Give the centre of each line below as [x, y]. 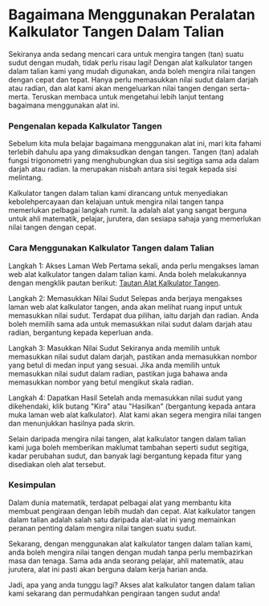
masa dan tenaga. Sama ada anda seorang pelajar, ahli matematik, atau [126, 560]
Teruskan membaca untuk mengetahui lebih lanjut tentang [128, 96]
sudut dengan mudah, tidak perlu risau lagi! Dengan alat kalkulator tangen [130, 63]
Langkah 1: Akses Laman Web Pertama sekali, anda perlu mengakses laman [134, 266]
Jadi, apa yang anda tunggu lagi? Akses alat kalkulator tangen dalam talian [132, 584]
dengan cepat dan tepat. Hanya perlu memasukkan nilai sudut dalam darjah [133, 79]
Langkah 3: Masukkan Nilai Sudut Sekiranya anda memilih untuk [114, 348]
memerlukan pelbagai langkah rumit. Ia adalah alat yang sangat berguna [128, 210]
